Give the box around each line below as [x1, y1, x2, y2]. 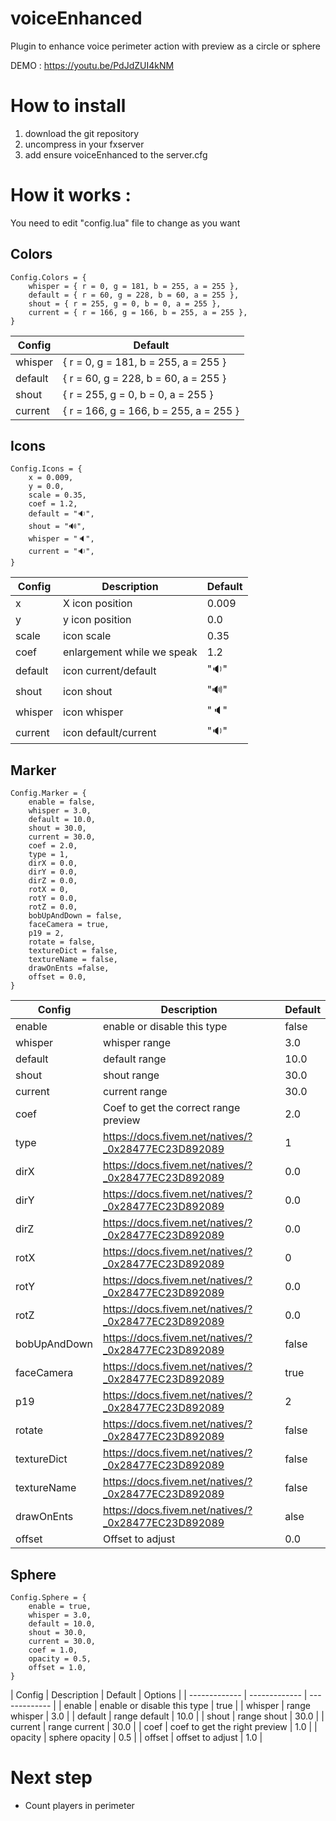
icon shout [63, 684, 113, 698]
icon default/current [63, 725, 157, 739]
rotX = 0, [28, 885, 70, 895]
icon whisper [63, 705, 124, 719]
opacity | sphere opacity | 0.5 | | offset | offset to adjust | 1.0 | [10, 1732, 263, 1744]
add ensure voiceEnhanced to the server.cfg [24, 148, 208, 161]
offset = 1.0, [28, 1663, 87, 1673]
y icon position [63, 613, 132, 627]
